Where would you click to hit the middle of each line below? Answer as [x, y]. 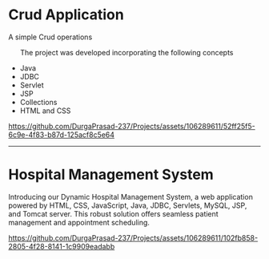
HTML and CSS [45, 111]
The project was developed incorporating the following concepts [126, 52]
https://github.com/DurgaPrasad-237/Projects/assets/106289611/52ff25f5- [132, 126]
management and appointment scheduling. [79, 222]
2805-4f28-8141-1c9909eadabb [62, 246]
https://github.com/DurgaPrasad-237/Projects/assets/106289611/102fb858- [133, 237]
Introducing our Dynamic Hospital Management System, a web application [131, 196]
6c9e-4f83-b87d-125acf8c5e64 [61, 135]
